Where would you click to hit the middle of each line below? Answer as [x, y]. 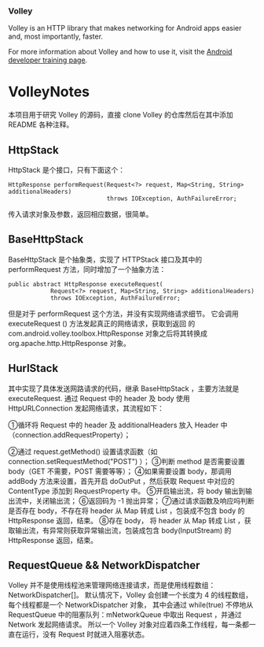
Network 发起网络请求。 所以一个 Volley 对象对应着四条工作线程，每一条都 [128, 625]
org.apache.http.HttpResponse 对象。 [70, 343]
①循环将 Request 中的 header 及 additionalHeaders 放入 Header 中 [118, 425]
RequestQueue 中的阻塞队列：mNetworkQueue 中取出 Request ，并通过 [125, 615]
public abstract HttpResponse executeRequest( [86, 284]
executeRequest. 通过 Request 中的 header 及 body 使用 [99, 398]
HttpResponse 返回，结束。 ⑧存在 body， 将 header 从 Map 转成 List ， [126, 520]
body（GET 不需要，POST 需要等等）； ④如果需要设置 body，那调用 [120, 471]
